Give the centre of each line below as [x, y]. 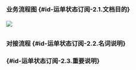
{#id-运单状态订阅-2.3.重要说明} [53, 61]
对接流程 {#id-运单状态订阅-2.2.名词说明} [66, 44]
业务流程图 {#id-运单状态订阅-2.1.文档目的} [68, 9]
